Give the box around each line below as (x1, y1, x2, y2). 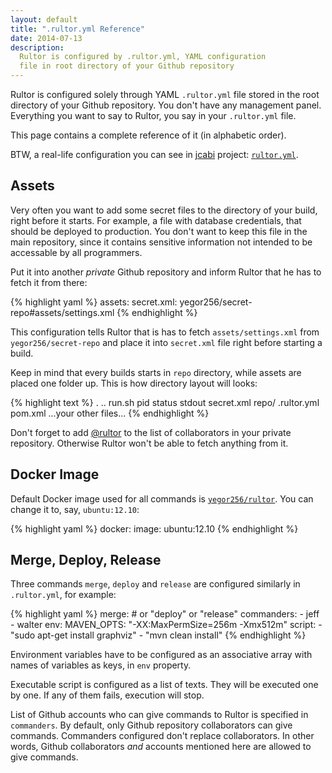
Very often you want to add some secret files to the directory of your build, (10, 204, 318, 216)
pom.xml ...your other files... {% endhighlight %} (10, 407, 210, 419)
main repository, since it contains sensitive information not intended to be (10, 236, 313, 248)
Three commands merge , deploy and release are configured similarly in (10, 578, 301, 590)
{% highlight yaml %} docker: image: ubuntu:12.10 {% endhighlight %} (10, 522, 299, 535)
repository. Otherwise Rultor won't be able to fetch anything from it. (10, 437, 289, 449)
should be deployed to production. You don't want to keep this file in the (10, 225, 308, 237)
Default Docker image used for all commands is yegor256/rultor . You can (10, 492, 314, 505)
